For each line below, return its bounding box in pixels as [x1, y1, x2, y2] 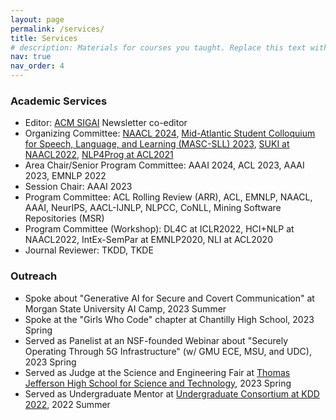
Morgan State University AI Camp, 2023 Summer [24, 302, 227, 315]
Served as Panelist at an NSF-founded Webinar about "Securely [24, 334, 289, 346]
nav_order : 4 [10, 61, 65, 71]
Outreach [10, 269, 58, 283]
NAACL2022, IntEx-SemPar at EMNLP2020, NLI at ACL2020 [24, 234, 273, 246]
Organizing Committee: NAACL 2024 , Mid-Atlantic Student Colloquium [24, 127, 316, 140]
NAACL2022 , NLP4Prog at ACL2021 [24, 149, 174, 161]
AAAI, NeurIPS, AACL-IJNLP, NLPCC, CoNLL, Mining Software [24, 202, 282, 214]
